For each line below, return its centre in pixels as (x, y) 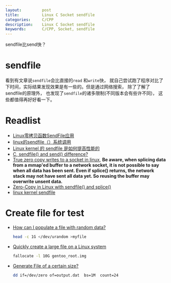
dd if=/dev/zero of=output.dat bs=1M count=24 (66, 275)
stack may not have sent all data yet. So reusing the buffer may (81, 176)
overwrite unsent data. (38, 181)
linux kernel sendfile (34, 192)
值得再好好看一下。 (34, 100)
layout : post (28, 10)
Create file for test (45, 213)
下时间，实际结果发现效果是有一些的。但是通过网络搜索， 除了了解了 (78, 87)
